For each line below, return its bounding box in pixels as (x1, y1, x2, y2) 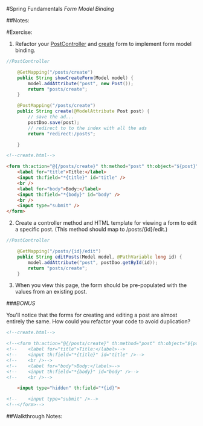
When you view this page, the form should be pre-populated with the (14, 282, 187, 289)
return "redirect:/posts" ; (28, 131, 96, 137)
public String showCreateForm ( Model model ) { (17, 75, 134, 81)
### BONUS (6, 300, 36, 307)
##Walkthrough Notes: (6, 413, 63, 419)
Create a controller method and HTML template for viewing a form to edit (14, 219, 197, 227)
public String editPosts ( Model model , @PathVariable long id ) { (17, 254, 182, 260)
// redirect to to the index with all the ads (28, 125, 147, 131)
